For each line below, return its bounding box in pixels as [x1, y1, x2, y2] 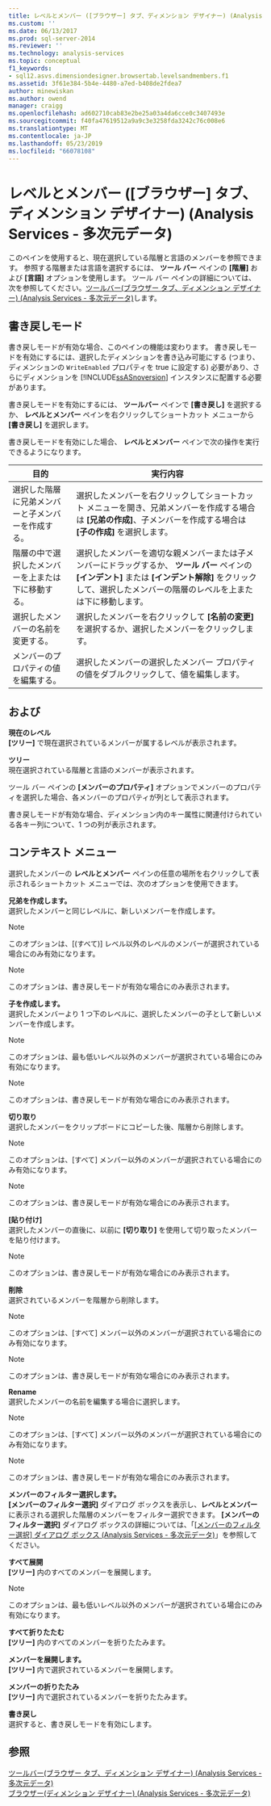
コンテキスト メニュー [8, 846, 117, 859]
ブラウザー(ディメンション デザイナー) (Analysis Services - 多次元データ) [8, 1788, 252, 1798]
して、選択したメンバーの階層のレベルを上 [76, 584, 238, 595]
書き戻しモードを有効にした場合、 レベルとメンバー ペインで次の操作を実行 [8, 437, 260, 447]
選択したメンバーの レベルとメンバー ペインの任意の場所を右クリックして [8, 868, 252, 878]
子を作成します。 [8, 998, 65, 1008]
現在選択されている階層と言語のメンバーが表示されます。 [8, 765, 199, 775]
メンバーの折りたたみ [8, 1682, 79, 1691]
